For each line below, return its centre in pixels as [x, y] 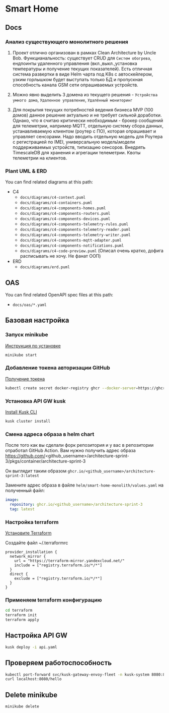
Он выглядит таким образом [36, 471]
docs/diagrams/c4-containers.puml [56, 203]
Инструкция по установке [33, 345]
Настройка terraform [32, 522]
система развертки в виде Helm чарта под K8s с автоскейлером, [83, 74]
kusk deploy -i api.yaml [31, 647]
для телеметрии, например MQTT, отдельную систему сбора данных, [88, 126]
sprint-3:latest [22, 476]
